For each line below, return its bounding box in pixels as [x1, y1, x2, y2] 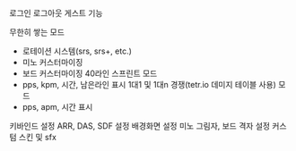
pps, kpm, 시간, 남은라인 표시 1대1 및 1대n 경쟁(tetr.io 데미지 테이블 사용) [22, 80, 276, 89]
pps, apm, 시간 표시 [22, 102, 93, 112]
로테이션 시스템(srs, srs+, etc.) [22, 46, 133, 56]
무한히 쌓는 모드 [9, 27, 65, 38]
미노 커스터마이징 [22, 57, 83, 67]
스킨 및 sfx [18, 132, 57, 142]
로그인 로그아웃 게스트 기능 [9, 8, 103, 18]
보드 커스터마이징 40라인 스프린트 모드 [22, 68, 158, 79]
